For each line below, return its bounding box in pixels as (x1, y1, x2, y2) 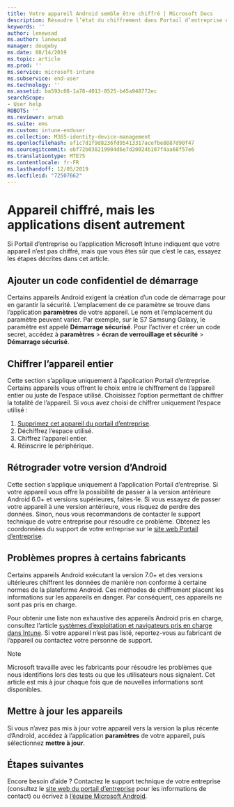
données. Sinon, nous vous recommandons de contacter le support (7, 510, 201, 518)
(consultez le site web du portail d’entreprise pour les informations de (7, 785, 207, 793)
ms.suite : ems (7, 120, 49, 127)
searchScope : (7, 95, 45, 102)
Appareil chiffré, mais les (7, 202, 155, 218)
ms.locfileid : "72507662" (7, 172, 82, 179)
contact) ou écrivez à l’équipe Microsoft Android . (7, 792, 148, 801)
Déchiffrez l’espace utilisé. (17, 427, 94, 435)
